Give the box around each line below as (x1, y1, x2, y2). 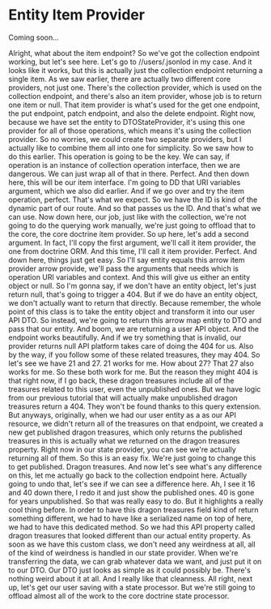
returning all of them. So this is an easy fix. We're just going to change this (8, 452, 256, 463)
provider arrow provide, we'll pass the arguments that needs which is (8, 264, 239, 273)
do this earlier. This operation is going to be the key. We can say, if (8, 152, 231, 161)
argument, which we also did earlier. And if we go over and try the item (8, 186, 245, 195)
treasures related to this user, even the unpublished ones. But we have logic (8, 384, 261, 394)
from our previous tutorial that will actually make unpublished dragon (8, 392, 238, 402)
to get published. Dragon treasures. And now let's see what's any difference (8, 461, 263, 471)
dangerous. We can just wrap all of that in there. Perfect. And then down (8, 169, 249, 178)
